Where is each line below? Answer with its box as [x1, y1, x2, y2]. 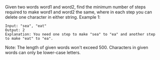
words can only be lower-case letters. [5, 50, 81, 55]
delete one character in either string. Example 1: [5, 14, 101, 20]
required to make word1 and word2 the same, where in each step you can [5, 9, 152, 15]
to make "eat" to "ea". [5, 36, 53, 41]
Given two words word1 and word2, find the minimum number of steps [5, 4, 146, 10]
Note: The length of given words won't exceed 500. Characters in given [5, 45, 148, 50]
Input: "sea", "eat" [5, 24, 47, 28]
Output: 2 [5, 28, 25, 33]
